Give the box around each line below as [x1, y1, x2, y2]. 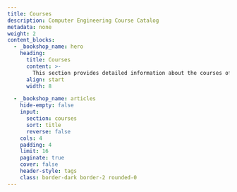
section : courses [25, 115, 78, 122]
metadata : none [7, 23, 52, 30]
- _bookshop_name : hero [13, 43, 83, 50]
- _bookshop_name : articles [13, 95, 97, 102]
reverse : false [25, 128, 71, 135]
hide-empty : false [20, 102, 74, 109]
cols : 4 [20, 135, 42, 142]
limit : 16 [20, 148, 49, 155]
